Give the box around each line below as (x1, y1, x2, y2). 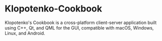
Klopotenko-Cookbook (5, 3, 103, 14)
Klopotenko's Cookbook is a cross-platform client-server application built (5, 19, 157, 25)
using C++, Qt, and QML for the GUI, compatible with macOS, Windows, (5, 24, 154, 30)
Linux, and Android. (5, 30, 46, 36)
